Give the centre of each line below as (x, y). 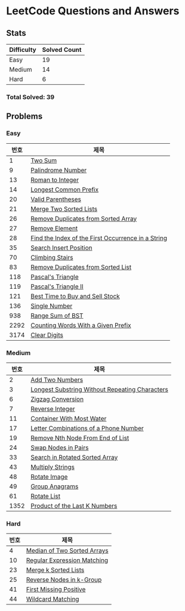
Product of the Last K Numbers (74, 505)
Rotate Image (49, 477)
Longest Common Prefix (65, 189)
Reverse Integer (53, 409)
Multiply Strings (53, 467)
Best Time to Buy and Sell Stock (75, 296)
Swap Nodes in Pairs (60, 448)
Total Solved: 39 (30, 97)
